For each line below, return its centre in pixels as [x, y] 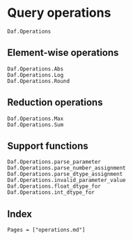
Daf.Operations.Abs [36, 69]
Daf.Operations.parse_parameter [54, 162]
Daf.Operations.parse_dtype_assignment [65, 174]
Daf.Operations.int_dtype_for [51, 193]
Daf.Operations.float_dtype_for [54, 186]
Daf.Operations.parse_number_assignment [67, 168]
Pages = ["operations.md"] [46, 230]
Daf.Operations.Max [36, 119]
